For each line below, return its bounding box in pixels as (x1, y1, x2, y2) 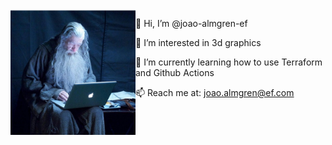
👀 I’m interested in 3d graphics (135, 37, 262, 48)
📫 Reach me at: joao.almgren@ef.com (135, 87, 295, 98)
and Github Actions (135, 67, 215, 78)
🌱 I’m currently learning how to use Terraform (135, 56, 323, 68)
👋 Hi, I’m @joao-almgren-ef (135, 18, 248, 29)
